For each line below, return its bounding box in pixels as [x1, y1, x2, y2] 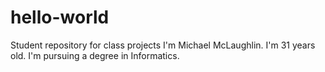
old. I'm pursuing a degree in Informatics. [10, 49, 180, 61]
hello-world [10, 6, 110, 29]
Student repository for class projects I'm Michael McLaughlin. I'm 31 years [10, 39, 316, 51]
